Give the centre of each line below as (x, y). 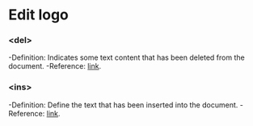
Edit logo (38, 15)
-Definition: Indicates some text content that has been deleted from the (126, 57)
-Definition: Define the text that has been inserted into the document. (123, 105)
